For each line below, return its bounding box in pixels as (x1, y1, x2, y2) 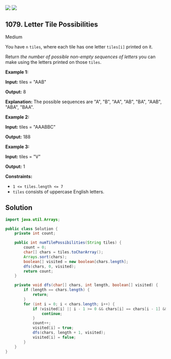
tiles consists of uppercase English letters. (12, 188, 104, 195)
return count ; (23, 269, 53, 274)
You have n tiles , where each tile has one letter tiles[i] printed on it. (5, 43, 153, 50)
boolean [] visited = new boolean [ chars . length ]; (23, 259, 129, 264)
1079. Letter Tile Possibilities (5, 20, 98, 29)
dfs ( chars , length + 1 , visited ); (32, 330, 106, 335)
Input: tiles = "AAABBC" (5, 124, 56, 130)
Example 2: (5, 114, 30, 120)
